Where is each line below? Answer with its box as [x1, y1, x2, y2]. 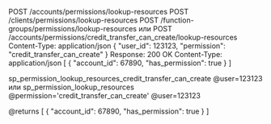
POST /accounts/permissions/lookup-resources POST [8, 7, 188, 16]
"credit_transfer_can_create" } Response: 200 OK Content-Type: [8, 50, 222, 59]
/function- [160, 15, 194, 25]
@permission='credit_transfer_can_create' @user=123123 [8, 91, 201, 100]
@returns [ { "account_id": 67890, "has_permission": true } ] [8, 106, 210, 116]
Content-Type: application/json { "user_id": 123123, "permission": [8, 41, 227, 51]
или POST [138, 24, 172, 33]
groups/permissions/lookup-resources [8, 24, 138, 33]
